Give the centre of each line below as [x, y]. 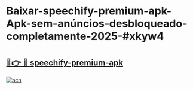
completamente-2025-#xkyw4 [85, 36]
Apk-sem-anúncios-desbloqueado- [97, 24]
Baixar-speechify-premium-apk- [89, 11]
